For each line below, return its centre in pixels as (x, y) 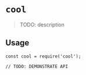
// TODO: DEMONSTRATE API (37, 66)
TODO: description (42, 24)
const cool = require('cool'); (43, 56)
